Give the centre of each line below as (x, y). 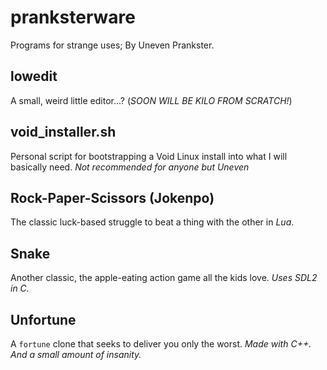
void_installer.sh (63, 132)
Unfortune (43, 319)
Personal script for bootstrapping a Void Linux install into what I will (149, 156)
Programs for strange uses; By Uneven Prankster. (112, 45)
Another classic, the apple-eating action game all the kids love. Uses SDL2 (164, 278)
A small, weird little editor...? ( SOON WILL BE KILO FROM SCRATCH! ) (151, 100)
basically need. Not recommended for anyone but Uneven (130, 167)
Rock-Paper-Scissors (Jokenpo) (112, 197)
